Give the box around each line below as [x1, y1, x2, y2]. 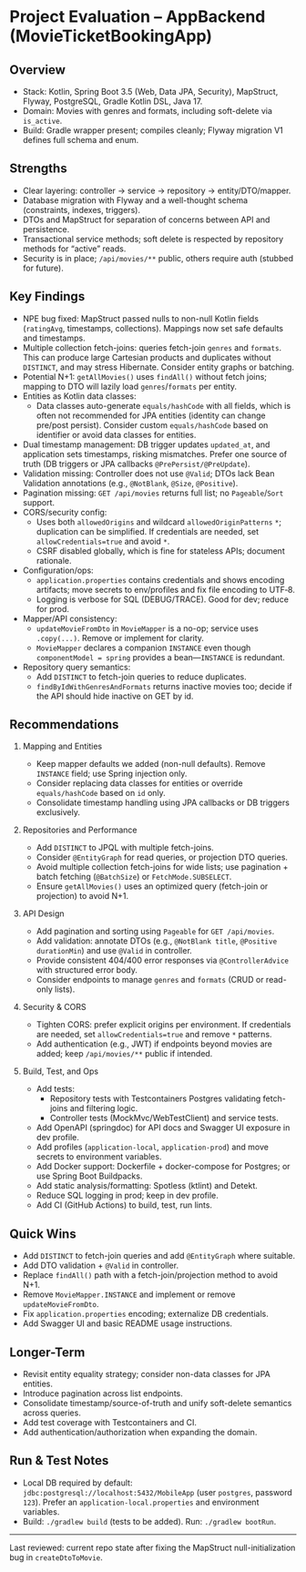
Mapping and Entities [22, 740, 103, 752]
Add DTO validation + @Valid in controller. [22, 1260, 179, 1271]
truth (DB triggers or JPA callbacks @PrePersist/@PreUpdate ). [22, 458, 250, 469]
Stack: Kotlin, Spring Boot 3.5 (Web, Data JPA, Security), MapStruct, [22, 87, 279, 97]
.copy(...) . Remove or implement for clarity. [36, 632, 205, 643]
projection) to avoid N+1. [36, 891, 129, 902]
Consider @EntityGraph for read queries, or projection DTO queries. [36, 852, 289, 863]
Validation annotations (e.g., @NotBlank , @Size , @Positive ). [22, 477, 239, 488]
